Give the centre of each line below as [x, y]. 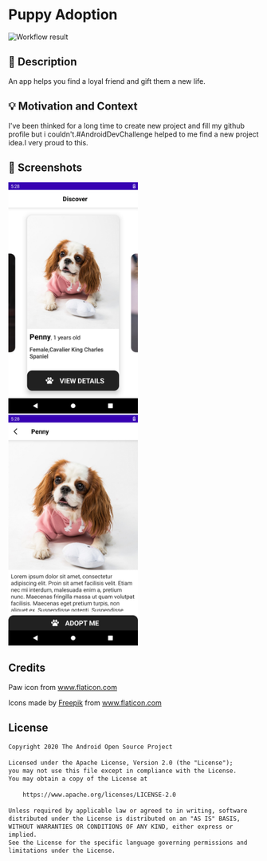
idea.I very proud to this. [49, 142]
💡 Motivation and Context [73, 107]
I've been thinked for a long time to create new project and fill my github [127, 125]
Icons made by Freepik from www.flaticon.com [85, 702]
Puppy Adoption [63, 15]
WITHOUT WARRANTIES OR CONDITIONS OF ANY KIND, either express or [121, 827]
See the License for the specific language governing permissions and [128, 843]
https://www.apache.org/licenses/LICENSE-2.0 [100, 795]
